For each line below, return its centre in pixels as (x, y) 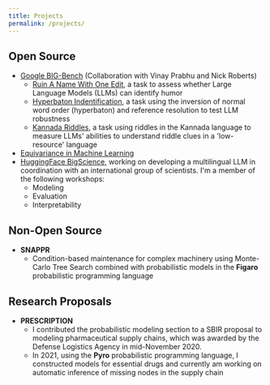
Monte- (247, 259)
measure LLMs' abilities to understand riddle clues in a (123, 136)
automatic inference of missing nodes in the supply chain (128, 372)
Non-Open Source (56, 231)
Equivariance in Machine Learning (77, 153)
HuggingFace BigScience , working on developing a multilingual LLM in (138, 162)
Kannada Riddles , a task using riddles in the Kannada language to (141, 127)
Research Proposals (60, 301)
